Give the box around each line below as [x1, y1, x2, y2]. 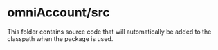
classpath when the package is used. [7, 34, 113, 42]
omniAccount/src [7, 5, 110, 21]
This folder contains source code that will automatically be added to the [7, 27, 212, 36]
